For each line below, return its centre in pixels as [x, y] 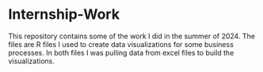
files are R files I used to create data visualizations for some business [121, 44]
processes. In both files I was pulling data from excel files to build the [121, 52]
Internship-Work [64, 14]
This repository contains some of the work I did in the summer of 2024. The [132, 36]
